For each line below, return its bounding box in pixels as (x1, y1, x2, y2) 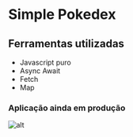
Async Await (19, 66, 61, 76)
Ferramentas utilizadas (8, 37, 125, 50)
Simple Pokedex (8, 6, 116, 24)
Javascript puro (19, 57, 71, 67)
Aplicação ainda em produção (8, 102, 126, 113)
